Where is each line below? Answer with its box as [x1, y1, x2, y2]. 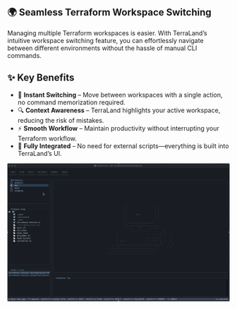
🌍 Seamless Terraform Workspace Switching [7, 6, 212, 18]
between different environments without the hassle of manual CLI [7, 44, 197, 52]
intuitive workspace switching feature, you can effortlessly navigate [7, 36, 204, 44]
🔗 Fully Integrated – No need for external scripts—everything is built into [17, 141, 229, 150]
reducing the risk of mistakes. [17, 116, 104, 124]
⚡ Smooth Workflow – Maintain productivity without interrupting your [17, 123, 220, 133]
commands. [7, 51, 42, 59]
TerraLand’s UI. [17, 149, 62, 157]
